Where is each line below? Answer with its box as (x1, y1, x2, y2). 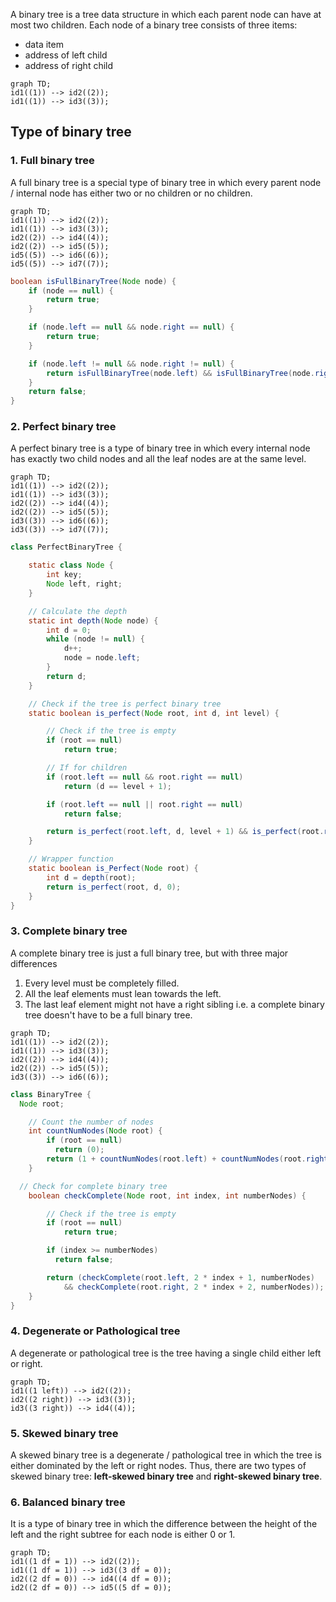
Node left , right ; (46, 579, 123, 589)
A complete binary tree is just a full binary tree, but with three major (10, 947, 289, 959)
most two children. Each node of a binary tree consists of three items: (10, 19, 298, 31)
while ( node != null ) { (46, 634, 145, 644)
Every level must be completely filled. (24, 977, 180, 989)
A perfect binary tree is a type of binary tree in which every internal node (10, 442, 311, 454)
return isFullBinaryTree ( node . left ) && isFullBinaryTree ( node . (46, 368, 315, 378)
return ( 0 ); (54, 1145, 105, 1155)
